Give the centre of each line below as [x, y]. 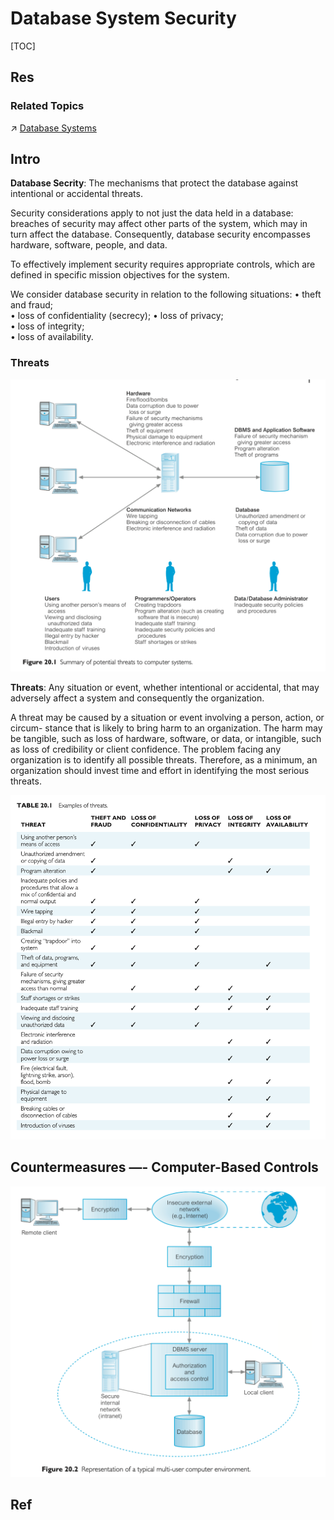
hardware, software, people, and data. [89, 245]
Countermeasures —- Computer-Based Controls [164, 1167]
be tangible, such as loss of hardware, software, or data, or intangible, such [166, 739]
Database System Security [123, 18]
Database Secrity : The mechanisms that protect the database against [154, 183]
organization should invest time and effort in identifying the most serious [160, 771]
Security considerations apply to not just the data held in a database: [152, 213]
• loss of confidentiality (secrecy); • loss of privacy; [117, 316]
